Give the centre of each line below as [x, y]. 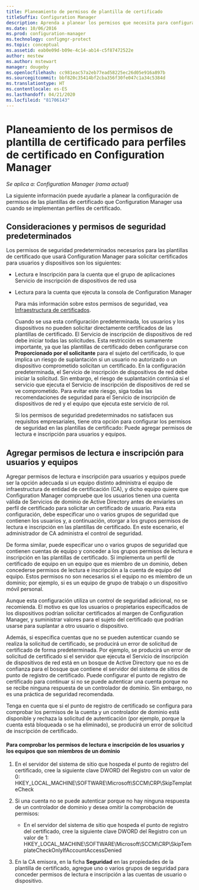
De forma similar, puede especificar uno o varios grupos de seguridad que [97, 545]
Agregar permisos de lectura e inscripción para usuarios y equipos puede [96, 477]
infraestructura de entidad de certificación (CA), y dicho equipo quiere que [97, 489]
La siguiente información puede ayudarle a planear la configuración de [92, 195]
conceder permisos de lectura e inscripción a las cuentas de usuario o [101, 875]
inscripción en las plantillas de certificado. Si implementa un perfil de [90, 558]
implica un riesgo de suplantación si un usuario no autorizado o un [96, 360]
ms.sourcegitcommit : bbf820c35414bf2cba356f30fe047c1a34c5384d [86, 78]
